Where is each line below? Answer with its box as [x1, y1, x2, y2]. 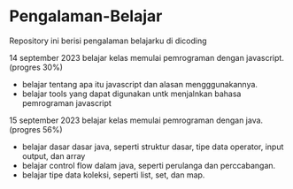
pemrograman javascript [21, 97, 112, 108]
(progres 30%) [9, 62, 64, 72]
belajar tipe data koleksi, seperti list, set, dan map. [21, 170, 205, 180]
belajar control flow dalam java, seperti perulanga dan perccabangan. [21, 160, 276, 170]
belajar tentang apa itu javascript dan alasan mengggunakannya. [21, 79, 258, 89]
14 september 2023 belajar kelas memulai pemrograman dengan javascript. [9, 52, 285, 63]
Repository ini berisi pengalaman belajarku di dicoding [9, 35, 207, 46]
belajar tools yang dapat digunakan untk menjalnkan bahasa [21, 88, 242, 99]
